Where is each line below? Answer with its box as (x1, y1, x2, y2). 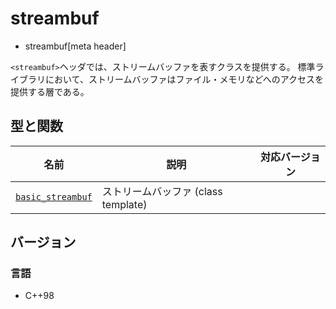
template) (101, 197, 148, 211)
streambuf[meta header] (24, 40, 127, 52)
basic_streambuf (15, 191, 93, 202)
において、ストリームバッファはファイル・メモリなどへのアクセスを (44, 73, 325, 85)
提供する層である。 (10, 85, 90, 97)
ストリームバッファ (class (101, 184, 223, 198)
